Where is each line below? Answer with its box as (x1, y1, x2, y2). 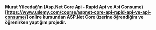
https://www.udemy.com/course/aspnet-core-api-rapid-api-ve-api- (6, 9, 151, 15)
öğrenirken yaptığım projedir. (5, 19, 67, 25)
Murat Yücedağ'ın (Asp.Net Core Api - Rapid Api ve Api (5, 4, 121, 10)
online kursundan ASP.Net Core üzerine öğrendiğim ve (29, 14, 144, 20)
